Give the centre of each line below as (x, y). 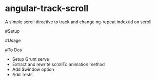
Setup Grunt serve (30, 59)
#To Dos (14, 50)
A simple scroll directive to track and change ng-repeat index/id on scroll (78, 22)
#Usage (13, 40)
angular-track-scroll (47, 8)
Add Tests (22, 74)
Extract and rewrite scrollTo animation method (58, 64)
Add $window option (33, 69)
